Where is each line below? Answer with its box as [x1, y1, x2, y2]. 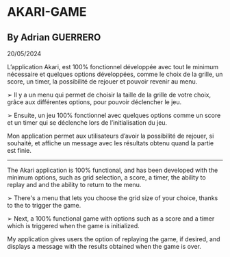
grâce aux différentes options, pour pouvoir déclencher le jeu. [7, 98, 182, 106]
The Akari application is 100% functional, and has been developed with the [7, 166, 218, 174]
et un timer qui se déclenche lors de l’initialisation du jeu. [7, 119, 168, 127]
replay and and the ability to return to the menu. [7, 181, 142, 188]
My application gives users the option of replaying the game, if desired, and [7, 235, 220, 243]
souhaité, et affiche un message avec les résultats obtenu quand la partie [7, 139, 214, 147]
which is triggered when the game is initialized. [7, 222, 140, 230]
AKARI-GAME [7, 4, 87, 20]
